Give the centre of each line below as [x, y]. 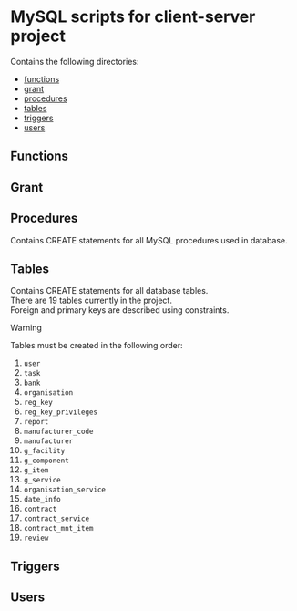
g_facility [44, 451]
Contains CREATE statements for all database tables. [109, 291]
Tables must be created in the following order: [97, 346]
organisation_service [64, 490]
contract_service [56, 519]
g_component [46, 461]
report [36, 422]
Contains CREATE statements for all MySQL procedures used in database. [149, 240]
